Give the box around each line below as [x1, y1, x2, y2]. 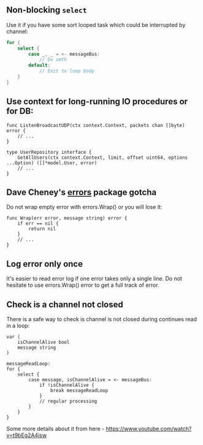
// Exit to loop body [39, 68, 95, 74]
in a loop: [6, 322, 30, 330]
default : [28, 63, 51, 69]
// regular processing [39, 398, 98, 405]
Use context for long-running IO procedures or [6, 96, 188, 107]
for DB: [6, 106, 34, 116]
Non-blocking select [6, 5, 87, 15]
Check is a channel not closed [6, 299, 124, 310]
